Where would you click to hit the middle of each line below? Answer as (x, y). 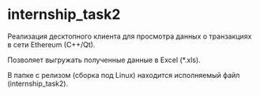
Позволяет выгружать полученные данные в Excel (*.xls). (104, 60)
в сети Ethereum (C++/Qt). (51, 44)
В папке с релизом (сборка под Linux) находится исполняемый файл (124, 75)
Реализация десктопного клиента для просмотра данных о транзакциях (130, 36)
